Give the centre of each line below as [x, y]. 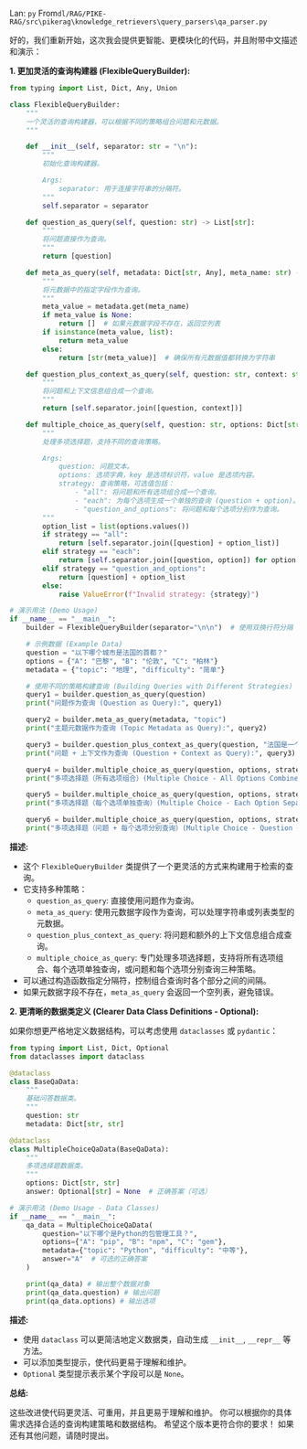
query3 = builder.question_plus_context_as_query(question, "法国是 [157, 744]
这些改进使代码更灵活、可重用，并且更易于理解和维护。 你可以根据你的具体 [151, 1412]
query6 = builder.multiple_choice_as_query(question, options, [149, 820]
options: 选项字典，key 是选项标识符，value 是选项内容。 [158, 475]
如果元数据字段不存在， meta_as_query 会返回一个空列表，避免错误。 [150, 992]
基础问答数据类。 [53, 1099]
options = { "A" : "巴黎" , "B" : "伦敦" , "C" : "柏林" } [122, 661]
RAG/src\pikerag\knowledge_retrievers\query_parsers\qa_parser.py [138, 22]
